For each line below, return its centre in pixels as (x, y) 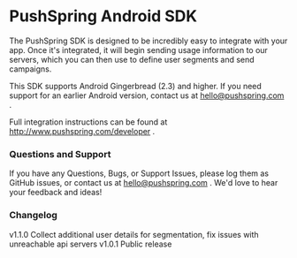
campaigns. (30, 69)
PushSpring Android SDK (103, 16)
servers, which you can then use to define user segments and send (132, 59)
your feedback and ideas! (56, 193)
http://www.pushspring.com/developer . (82, 131)
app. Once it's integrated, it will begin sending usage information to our (138, 49)
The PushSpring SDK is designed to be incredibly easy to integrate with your (148, 41)
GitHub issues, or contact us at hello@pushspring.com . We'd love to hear (144, 183)
